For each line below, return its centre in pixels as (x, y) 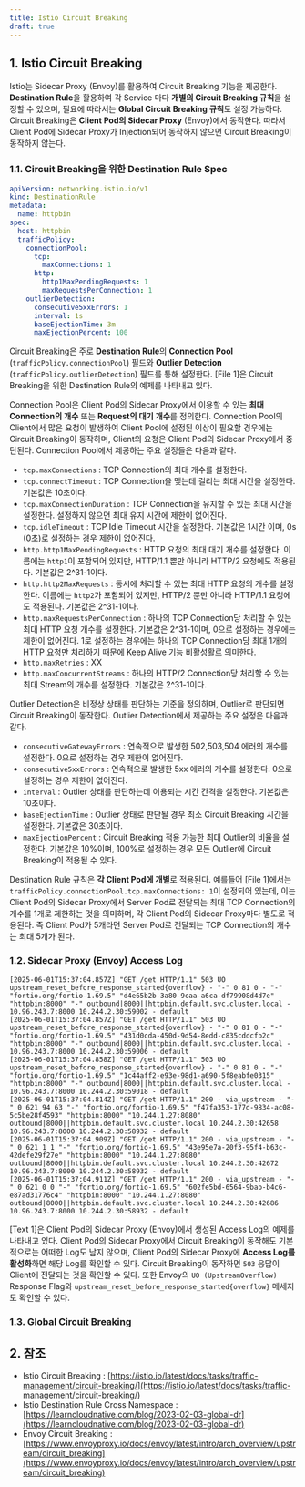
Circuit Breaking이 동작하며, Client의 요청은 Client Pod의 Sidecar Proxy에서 (147, 439)
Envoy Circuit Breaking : (67, 1434)
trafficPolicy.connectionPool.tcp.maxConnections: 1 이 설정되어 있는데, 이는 (152, 891)
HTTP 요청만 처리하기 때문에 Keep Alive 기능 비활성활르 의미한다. (139, 652)
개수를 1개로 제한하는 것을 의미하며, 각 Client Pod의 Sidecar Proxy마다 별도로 (147, 914)
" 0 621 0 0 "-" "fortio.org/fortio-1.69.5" (95, 1187)
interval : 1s (58, 315)
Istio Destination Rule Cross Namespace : (100, 1405)
